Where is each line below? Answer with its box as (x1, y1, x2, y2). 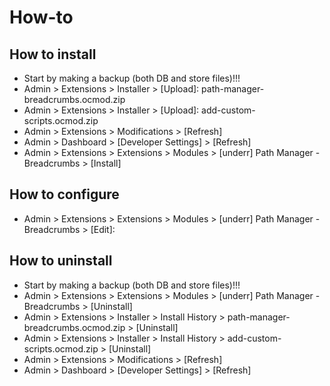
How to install (9, 46, 97, 63)
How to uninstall (9, 252, 113, 270)
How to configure (9, 186, 120, 203)
